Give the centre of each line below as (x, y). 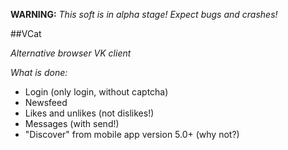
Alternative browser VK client (71, 53)
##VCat (26, 33)
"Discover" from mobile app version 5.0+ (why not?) (132, 134)
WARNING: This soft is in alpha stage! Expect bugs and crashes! (144, 14)
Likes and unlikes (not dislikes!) (89, 113)
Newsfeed (46, 102)
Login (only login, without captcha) (96, 92)
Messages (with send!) (72, 123)
